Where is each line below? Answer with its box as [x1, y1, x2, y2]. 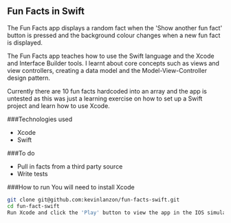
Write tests [16, 169, 48, 178]
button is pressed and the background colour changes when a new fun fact [7, 31, 221, 39]
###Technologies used [7, 115, 73, 123]
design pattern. [7, 74, 50, 82]
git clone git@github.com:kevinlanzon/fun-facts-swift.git [7, 196, 180, 203]
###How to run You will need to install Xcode [7, 182, 135, 191]
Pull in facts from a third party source [16, 162, 123, 171]
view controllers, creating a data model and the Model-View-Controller [7, 66, 208, 74]
